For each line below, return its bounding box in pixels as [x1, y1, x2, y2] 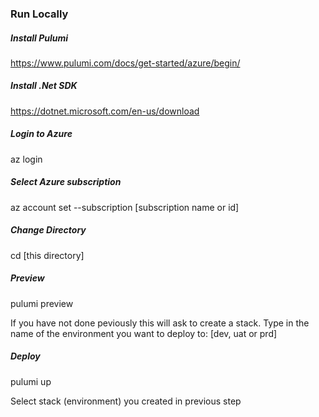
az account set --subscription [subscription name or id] [10, 201, 240, 213]
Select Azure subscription [10, 176, 122, 188]
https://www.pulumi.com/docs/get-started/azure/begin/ [10, 57, 241, 69]
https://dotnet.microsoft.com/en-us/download [10, 105, 200, 117]
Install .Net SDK [10, 80, 78, 92]
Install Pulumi [10, 32, 69, 44]
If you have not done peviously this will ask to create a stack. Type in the [10, 317, 310, 329]
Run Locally [10, 7, 69, 21]
